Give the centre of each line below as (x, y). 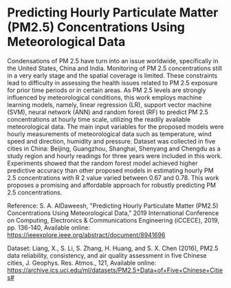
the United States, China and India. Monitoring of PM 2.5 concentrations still (114, 68)
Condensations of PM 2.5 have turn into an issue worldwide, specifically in (113, 60)
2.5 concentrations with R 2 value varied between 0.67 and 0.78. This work (113, 177)
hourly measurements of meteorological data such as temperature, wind (109, 134)
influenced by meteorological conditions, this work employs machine (104, 97)
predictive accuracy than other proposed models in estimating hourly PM (111, 170)
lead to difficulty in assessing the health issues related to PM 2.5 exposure (112, 82)
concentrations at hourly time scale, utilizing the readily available (99, 119)
